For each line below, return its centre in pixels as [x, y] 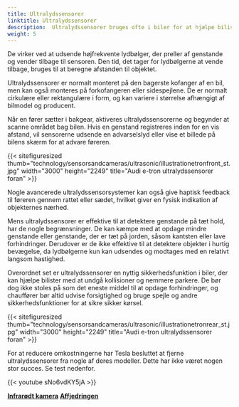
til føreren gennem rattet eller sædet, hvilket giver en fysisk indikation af [113, 200]
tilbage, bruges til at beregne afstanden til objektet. [82, 69]
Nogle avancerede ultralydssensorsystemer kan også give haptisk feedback [119, 192]
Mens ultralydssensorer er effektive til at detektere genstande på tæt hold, [116, 221]
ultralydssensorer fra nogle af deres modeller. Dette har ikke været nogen [115, 361]
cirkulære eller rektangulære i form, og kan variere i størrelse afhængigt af [116, 98]
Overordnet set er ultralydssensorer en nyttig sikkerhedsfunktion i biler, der [118, 273]
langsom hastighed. [36, 259]
